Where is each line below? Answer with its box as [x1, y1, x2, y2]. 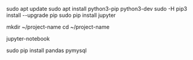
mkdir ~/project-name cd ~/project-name [6, 24, 110, 30]
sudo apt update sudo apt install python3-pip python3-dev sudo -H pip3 [6, 5, 188, 12]
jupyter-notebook [6, 35, 50, 42]
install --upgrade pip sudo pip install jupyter [6, 12, 117, 19]
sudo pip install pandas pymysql [6, 47, 87, 54]
